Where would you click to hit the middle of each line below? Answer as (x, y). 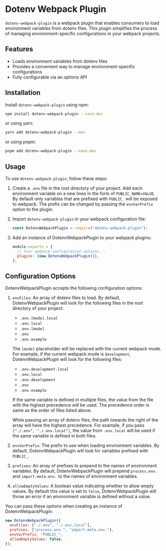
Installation (23, 93)
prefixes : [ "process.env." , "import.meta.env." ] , (62, 530)
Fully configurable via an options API (50, 77)
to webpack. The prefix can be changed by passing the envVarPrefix (83, 204)
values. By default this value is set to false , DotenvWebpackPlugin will (84, 491)
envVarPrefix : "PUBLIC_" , (36, 534)
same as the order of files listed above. (52, 410)
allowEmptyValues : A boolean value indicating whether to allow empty (83, 486)
